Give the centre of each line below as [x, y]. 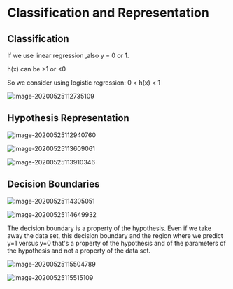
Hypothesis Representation [68, 118]
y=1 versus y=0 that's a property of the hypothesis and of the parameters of [116, 243]
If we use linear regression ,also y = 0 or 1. [68, 55]
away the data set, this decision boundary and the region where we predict [115, 235]
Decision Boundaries [54, 184]
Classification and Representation [108, 13]
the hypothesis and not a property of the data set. [79, 251]
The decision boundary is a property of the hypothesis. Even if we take [110, 228]
